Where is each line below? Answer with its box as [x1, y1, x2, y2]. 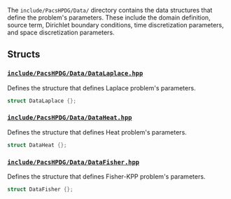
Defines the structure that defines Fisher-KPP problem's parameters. [7, 172, 206, 181]
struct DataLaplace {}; [7, 97, 77, 104]
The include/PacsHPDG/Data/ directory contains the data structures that [7, 6, 213, 14]
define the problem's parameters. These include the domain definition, [7, 13, 211, 22]
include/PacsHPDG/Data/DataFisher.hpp [7, 158, 140, 166]
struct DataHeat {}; [7, 142, 68, 149]
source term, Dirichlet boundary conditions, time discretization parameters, [7, 21, 224, 29]
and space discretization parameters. [7, 28, 115, 36]
